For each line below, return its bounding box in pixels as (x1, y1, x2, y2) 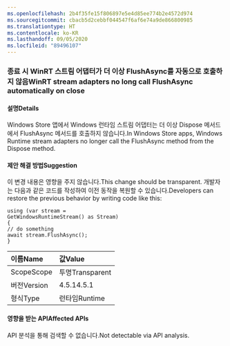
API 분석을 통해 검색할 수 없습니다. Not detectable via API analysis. (7, 331, 190, 339)
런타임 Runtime (59, 293, 106, 303)
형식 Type (10, 293, 40, 303)
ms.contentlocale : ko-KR (7, 29, 79, 37)
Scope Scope (10, 267, 53, 277)
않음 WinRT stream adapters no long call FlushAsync (15, 77, 193, 86)
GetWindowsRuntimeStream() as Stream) (7, 214, 119, 221)
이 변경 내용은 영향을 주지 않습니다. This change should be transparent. (7, 178, 202, 186)
